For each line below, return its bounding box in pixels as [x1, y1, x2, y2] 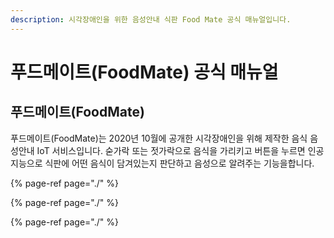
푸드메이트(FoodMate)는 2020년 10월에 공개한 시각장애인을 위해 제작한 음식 [10, 132, 308, 144]
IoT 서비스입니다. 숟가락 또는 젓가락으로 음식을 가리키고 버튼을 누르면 [36, 144, 306, 156]
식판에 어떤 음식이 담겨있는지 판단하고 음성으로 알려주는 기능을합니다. [44, 157, 315, 169]
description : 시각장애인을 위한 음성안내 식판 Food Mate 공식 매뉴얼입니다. [10, 14, 292, 25]
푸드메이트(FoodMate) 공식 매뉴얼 [10, 61, 279, 83]
